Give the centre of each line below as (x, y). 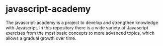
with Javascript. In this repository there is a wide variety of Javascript (77, 27)
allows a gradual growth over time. (41, 38)
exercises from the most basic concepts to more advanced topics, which (80, 33)
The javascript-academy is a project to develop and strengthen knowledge (82, 23)
